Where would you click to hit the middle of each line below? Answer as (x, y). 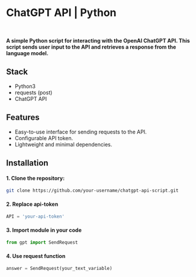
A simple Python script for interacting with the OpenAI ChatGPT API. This (98, 40)
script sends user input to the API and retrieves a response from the (91, 47)
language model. (27, 53)
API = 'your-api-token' (36, 216)
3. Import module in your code (44, 230)
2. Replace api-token (32, 204)
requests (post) (33, 93)
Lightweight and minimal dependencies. (63, 144)
